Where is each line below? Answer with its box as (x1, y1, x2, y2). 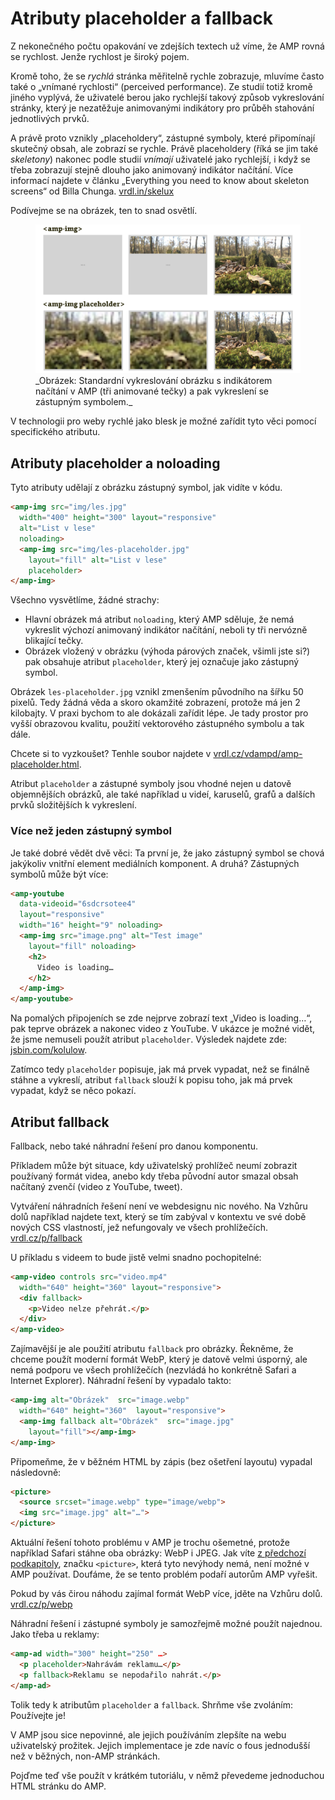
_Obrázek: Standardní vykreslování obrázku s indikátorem (35, 375, 273, 387)
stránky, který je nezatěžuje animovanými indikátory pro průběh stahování (10, 102, 315, 114)
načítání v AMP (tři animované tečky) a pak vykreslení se (35, 385, 269, 397)
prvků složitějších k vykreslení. (10, 799, 137, 811)
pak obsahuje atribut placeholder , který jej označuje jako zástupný (24, 656, 300, 668)
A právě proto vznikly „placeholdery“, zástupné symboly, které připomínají (10, 132, 316, 144)
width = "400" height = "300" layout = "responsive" (19, 513, 217, 523)
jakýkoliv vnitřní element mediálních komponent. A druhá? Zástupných (10, 857, 300, 869)
